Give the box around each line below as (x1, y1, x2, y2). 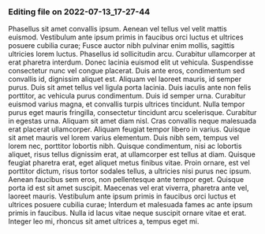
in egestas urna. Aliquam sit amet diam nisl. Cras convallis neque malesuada (8, 117, 256, 126)
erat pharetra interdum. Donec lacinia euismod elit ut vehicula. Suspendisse (8, 58, 254, 67)
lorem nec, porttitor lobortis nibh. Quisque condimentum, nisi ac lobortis (8, 141, 242, 151)
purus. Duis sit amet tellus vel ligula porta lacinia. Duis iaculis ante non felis (8, 83, 252, 92)
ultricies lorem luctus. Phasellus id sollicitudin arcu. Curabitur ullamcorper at (8, 50, 256, 59)
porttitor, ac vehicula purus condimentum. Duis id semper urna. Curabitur (8, 91, 246, 101)
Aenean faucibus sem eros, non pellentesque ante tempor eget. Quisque (8, 175, 244, 184)
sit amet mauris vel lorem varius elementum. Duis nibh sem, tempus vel (8, 133, 240, 143)
